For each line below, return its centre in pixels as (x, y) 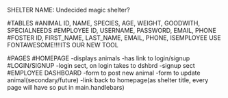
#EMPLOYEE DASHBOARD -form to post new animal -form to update (104, 73)
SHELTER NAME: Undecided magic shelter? (68, 10)
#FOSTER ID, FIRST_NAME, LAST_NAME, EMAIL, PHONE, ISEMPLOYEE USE (114, 38)
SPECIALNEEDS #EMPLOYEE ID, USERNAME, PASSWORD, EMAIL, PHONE (112, 30)
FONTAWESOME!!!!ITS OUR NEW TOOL (63, 45)
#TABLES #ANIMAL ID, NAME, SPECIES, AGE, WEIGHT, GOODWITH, (104, 23)
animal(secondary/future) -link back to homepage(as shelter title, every (108, 80)
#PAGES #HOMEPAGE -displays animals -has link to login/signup (99, 58)
